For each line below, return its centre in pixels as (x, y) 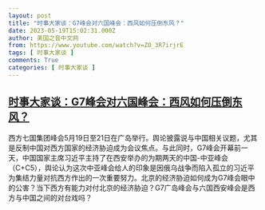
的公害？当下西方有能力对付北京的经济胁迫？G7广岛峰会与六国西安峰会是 (129, 188)
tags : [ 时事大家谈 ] (41, 53)
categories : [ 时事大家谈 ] (52, 68)
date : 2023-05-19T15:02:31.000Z (62, 30)
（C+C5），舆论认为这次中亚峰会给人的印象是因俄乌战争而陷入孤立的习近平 (132, 168)
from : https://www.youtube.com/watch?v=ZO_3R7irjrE (96, 46)
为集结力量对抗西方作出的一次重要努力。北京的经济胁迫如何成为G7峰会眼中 (132, 177)
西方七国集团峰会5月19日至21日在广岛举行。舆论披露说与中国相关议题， (126, 137)
